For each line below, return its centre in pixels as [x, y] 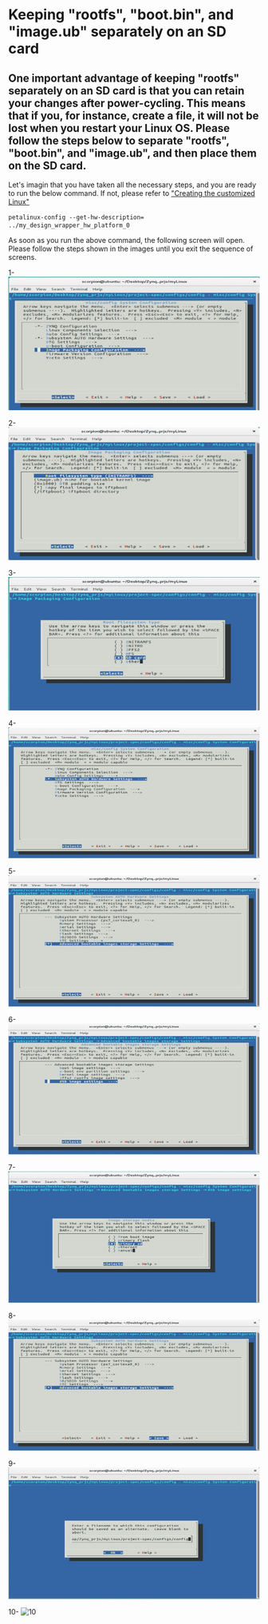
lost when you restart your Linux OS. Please [119, 128]
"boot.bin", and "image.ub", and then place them [133, 153]
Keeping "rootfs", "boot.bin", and [121, 15]
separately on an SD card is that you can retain [126, 91]
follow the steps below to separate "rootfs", [119, 140]
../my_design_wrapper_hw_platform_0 [69, 225]
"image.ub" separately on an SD [118, 32]
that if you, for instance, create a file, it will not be [134, 115]
